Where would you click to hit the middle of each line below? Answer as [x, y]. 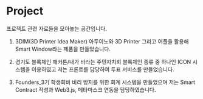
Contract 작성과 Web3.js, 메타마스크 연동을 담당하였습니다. [85, 89]
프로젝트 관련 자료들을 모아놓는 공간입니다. [57, 28]
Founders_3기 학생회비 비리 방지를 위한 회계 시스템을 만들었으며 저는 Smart [105, 82]
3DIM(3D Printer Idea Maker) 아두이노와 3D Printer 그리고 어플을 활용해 [102, 41]
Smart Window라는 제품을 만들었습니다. [63, 49]
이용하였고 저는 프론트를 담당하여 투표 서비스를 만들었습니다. [103, 69]
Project [25, 11]
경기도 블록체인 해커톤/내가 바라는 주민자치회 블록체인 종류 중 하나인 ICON [103, 62]
